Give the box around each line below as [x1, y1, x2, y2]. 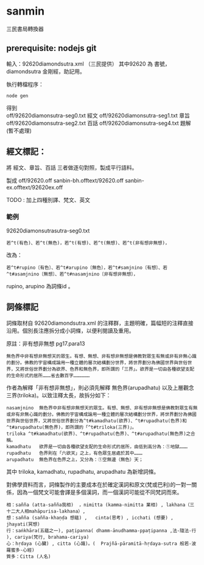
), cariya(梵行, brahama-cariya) [6, 534, 90, 540]
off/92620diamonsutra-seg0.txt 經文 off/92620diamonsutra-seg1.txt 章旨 [6, 111, 190, 119]
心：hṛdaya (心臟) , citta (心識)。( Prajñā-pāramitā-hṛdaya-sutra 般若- [6, 540, 192, 547]
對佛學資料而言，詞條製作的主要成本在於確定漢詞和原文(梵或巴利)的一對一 [6, 480, 192, 488]
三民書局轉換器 [6, 25, 44, 32]
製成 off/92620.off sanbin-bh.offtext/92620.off [6, 176, 124, 184]
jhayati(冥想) [6, 521, 41, 527]
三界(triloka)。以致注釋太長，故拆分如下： [6, 391, 111, 399]
